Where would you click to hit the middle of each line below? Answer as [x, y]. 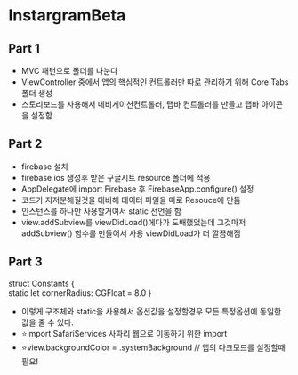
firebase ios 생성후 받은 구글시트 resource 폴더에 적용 [116, 177]
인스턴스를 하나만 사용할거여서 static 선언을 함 [101, 211]
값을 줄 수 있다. [47, 322]
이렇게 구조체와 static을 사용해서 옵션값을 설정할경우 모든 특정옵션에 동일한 [151, 311]
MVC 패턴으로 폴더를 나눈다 [69, 71]
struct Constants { [41, 283]
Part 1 [24, 49]
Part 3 [25, 262]
